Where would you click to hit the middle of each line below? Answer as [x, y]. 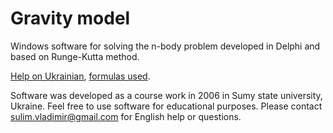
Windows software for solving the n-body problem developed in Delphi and [165, 46]
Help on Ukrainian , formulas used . [80, 76]
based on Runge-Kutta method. [75, 56]
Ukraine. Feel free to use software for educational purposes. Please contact [166, 106]
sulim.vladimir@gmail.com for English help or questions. [126, 116]
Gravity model [70, 18]
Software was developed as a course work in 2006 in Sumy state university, [166, 95]
